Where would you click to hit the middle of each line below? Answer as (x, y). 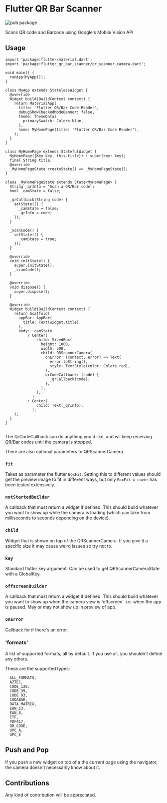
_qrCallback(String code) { (39, 200)
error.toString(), (69, 361)
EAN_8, (16, 713)
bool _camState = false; (35, 191)
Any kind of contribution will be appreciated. (51, 795)
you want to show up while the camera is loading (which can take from (78, 513)
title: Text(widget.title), (52, 322)
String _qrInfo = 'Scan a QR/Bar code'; (52, 186)
